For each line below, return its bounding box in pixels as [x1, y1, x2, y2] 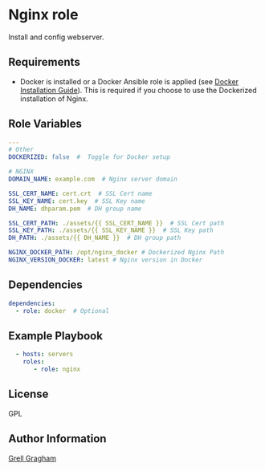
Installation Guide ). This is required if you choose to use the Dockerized [19, 85, 257, 95]
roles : [22, 358, 45, 366]
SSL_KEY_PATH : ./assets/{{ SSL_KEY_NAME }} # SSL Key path [8, 226, 214, 234]
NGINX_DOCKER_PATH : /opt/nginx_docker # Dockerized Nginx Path [8, 249, 225, 257]
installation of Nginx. [19, 94, 88, 104]
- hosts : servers [15, 351, 74, 359]
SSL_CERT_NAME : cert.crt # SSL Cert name [8, 189, 153, 197]
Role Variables [8, 117, 82, 131]
